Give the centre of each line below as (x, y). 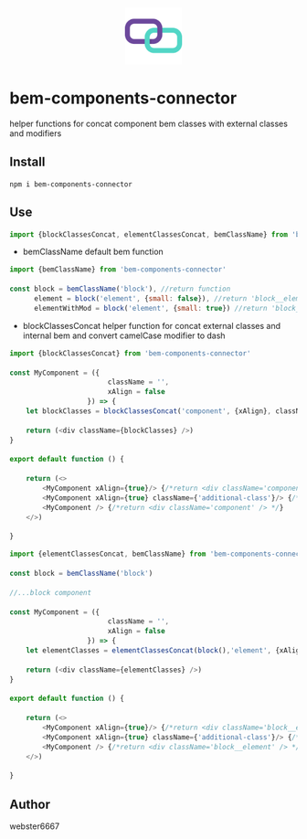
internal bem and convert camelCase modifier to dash (124, 335)
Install (27, 162)
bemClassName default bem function (93, 252)
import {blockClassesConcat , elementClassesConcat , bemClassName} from (148, 234)
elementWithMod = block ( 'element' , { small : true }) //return (150, 308)
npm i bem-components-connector (71, 184)
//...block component (51, 592)
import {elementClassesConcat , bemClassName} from (108, 554)
